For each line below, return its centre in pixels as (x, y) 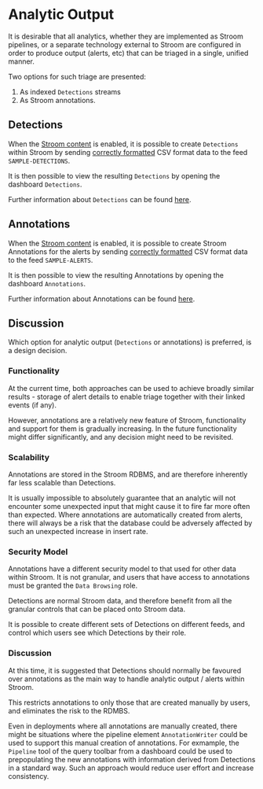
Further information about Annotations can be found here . (102, 299)
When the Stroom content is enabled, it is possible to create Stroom (117, 243)
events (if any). (33, 405)
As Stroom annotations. (57, 100)
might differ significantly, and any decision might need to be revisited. (121, 437)
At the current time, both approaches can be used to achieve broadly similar (131, 388)
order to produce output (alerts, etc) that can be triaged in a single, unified (128, 53)
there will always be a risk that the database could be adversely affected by (130, 523)
